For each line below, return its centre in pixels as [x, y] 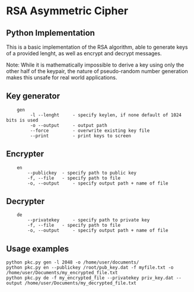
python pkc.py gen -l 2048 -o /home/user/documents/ [73, 262]
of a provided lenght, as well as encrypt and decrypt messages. [84, 53]
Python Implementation [50, 33]
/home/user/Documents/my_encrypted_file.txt [62, 273]
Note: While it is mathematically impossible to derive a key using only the [95, 65]
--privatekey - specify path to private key [89, 220]
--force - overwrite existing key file [90, 131]
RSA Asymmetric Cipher [67, 11]
